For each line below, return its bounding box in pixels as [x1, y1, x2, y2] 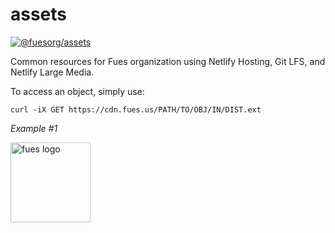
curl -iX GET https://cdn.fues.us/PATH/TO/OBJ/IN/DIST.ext [10, 104, 262, 115]
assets [10, 3, 68, 26]
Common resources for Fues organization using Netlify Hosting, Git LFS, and [10, 55, 326, 67]
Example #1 [10, 122, 58, 134]
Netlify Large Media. [10, 66, 95, 78]
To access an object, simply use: [10, 85, 145, 97]
